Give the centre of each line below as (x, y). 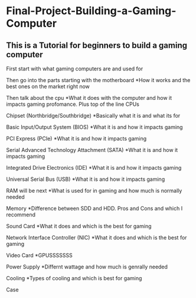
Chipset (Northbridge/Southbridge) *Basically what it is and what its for (93, 116)
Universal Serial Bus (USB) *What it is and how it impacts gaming (86, 179)
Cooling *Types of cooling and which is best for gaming (74, 278)
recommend (21, 215)
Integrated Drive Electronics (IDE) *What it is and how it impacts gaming (94, 168)
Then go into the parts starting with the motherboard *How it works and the (98, 80)
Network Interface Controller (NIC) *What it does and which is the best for (97, 237)
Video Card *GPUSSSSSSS (39, 255)
